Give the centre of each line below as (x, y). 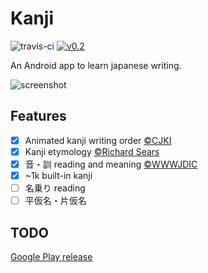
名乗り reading (55, 188)
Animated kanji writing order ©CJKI (98, 140)
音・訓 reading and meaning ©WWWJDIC (111, 164)
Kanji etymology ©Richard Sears (92, 151)
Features (38, 116)
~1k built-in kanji (58, 175)
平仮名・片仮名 (55, 201)
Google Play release (51, 256)
